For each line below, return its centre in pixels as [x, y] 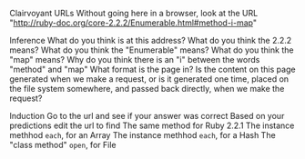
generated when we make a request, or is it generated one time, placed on [149, 79]
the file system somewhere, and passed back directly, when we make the [147, 89]
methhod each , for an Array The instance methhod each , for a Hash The [142, 135]
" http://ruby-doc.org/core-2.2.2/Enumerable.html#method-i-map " [133, 23]
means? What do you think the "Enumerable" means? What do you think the [152, 50]
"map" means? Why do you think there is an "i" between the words [135, 60]
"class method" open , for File [63, 145]
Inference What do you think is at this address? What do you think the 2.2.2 [151, 40]
